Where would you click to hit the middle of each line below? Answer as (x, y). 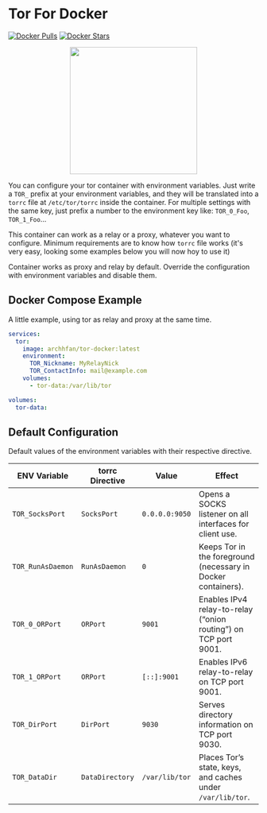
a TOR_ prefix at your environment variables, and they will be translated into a (133, 194)
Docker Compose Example (75, 300)
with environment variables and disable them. (83, 275)
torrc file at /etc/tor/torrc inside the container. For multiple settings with (130, 202)
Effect (226, 476)
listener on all (223, 514)
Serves (211, 705)
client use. (218, 534)
